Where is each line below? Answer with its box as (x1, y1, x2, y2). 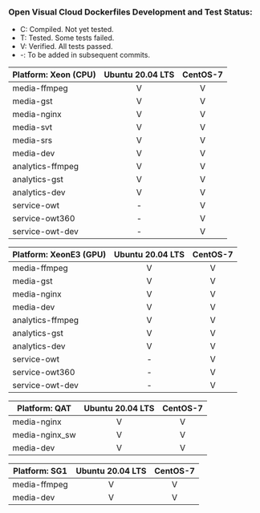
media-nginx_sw (12, 430, 76, 441)
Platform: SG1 (13, 466, 68, 477)
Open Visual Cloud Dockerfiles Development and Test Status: (8, 6, 253, 18)
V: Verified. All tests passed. (19, 42, 113, 51)
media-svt (12, 122, 53, 133)
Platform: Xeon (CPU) (12, 69, 96, 80)
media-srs (12, 135, 53, 146)
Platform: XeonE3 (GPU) (12, 249, 107, 261)
